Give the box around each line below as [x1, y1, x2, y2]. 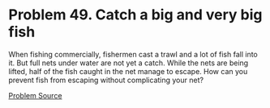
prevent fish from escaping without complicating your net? [8, 75, 204, 85]
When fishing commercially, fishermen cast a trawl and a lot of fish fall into [8, 49, 258, 59]
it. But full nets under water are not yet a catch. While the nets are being [8, 58, 249, 68]
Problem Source [8, 90, 62, 100]
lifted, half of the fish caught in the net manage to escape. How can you [8, 66, 248, 76]
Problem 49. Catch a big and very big [8, 6, 263, 24]
